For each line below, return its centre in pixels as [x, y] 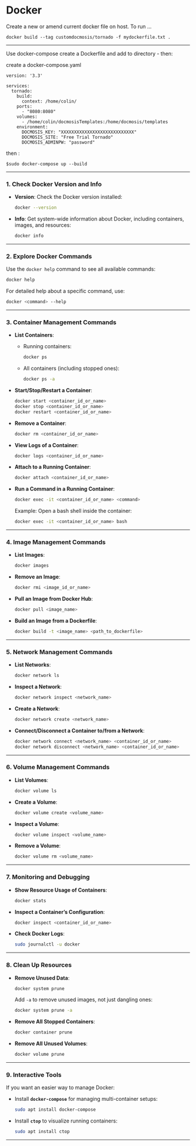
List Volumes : [31, 780]
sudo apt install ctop [42, 1132]
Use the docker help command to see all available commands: [81, 269]
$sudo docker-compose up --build [47, 164]
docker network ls [37, 676]
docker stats [30, 900]
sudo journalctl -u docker [47, 944]
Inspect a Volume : [37, 824]
